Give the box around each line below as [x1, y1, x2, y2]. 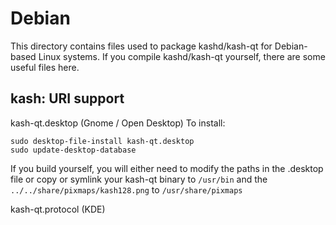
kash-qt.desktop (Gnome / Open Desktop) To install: [10, 117, 226, 129]
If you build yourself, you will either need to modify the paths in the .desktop [10, 162, 324, 174]
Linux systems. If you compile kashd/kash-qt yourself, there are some [38, 50, 326, 62]
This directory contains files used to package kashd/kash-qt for [10, 40, 273, 52]
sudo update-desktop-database [10, 145, 137, 155]
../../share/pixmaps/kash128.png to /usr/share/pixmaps [10, 183, 243, 196]
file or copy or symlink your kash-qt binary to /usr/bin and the [10, 173, 268, 185]
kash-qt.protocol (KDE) [10, 203, 106, 215]
